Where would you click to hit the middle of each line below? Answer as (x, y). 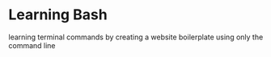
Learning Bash (58, 15)
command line (32, 45)
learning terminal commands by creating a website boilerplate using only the (136, 37)
